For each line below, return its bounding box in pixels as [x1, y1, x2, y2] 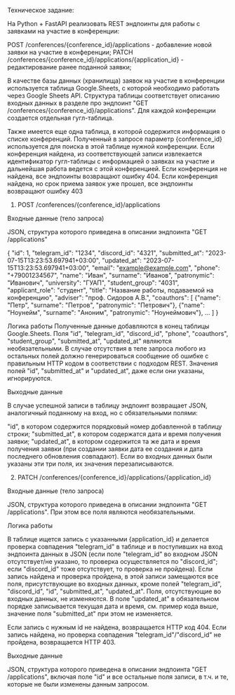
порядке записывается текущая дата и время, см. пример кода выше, [7, 602, 219, 610]
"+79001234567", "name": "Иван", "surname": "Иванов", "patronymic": [7, 271, 215, 279]
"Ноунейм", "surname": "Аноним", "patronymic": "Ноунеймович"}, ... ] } [7, 309, 219, 316]
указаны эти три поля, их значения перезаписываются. [7, 459, 174, 468]
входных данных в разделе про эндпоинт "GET [7, 99, 149, 107]
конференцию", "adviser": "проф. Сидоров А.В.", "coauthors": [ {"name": [7, 294, 221, 302]
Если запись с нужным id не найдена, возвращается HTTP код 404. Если [7, 623, 227, 631]
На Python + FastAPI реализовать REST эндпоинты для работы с [7, 20, 201, 27]
